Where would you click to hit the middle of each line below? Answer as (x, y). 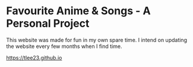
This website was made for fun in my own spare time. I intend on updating (96, 40)
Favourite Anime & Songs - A (78, 11)
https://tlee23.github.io (34, 58)
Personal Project (48, 23)
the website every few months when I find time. (64, 46)
